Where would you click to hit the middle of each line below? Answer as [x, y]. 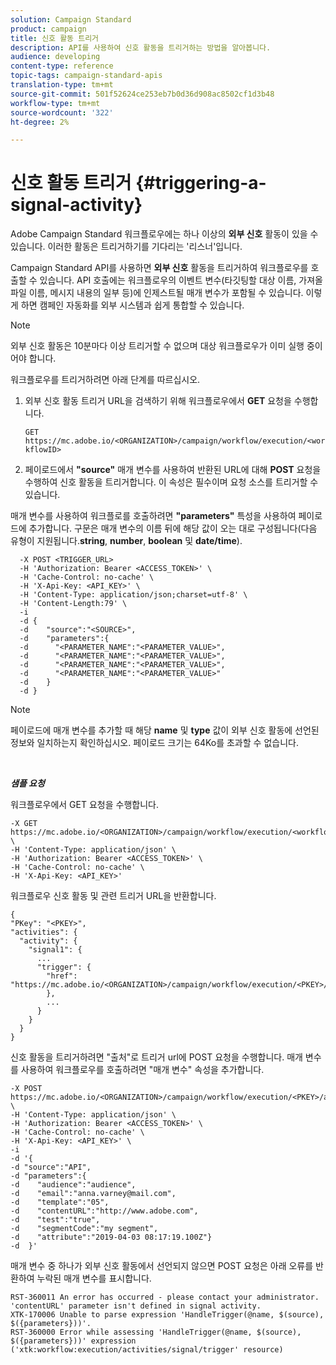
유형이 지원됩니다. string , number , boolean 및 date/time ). [126, 541]
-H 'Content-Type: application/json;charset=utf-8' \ [133, 595]
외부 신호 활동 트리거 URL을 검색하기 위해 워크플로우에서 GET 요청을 [158, 401]
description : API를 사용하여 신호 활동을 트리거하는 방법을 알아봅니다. [141, 47]
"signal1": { [55, 950]
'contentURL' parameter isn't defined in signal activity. [136, 1306]
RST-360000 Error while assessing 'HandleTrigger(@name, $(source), [156, 1332]
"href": [62, 976]
